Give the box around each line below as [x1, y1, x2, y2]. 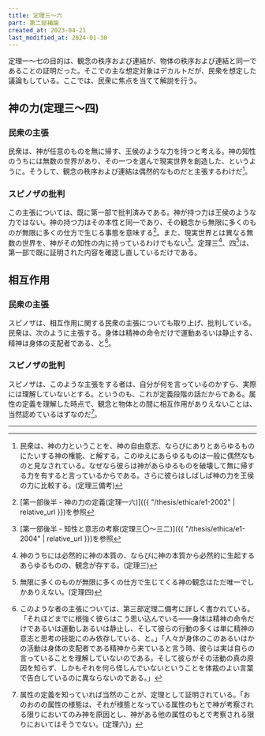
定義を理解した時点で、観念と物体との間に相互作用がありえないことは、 [21, 399, 257, 408]
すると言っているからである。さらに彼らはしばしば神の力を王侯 [47, 471, 255, 480]
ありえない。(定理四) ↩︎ [26, 587, 103, 596]
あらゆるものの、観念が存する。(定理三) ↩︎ [19, 560, 158, 569]
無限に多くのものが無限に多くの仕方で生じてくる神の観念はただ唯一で [19, 577, 248, 587]
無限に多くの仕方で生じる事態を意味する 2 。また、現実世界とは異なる [21, 226, 247, 237]
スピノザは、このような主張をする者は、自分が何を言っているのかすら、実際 [8, 379, 257, 389]
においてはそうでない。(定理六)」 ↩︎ [26, 719, 144, 729]
